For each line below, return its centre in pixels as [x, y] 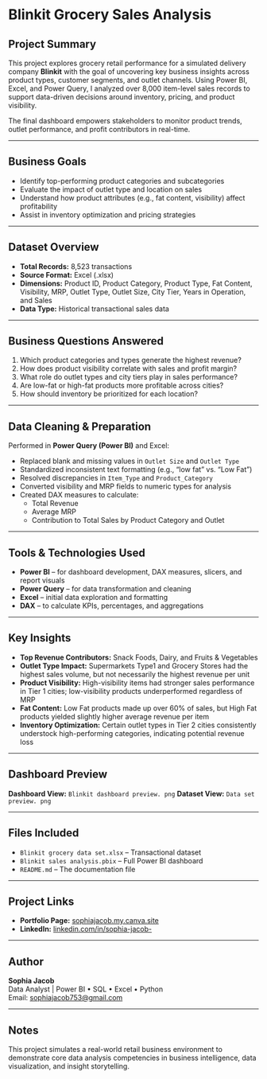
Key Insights [40, 638]
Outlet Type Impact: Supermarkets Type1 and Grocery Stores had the [134, 665]
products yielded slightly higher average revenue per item [114, 716]
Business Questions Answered [86, 341]
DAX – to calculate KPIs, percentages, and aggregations [112, 606]
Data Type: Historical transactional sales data [94, 309]
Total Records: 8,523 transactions [76, 266]
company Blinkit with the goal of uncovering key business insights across [129, 72]
